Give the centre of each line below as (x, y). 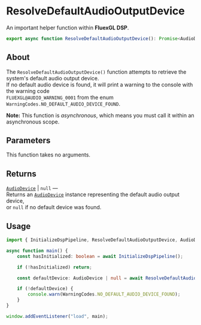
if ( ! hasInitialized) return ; (55, 267)
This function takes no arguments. (48, 155)
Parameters (28, 141)
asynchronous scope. (33, 122)
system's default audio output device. (53, 78)
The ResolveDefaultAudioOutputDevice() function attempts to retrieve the (96, 72)
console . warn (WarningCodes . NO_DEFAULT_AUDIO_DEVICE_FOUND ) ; (104, 294)
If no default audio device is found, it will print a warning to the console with (100, 85)
